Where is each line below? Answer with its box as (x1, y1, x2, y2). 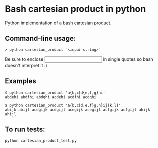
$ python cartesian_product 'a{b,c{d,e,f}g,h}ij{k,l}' (5, 103, 121, 108)
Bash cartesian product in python (5, 3, 146, 15)
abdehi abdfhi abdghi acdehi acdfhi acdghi (5, 94, 97, 99)
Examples (5, 77, 36, 85)
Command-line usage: (5, 34, 76, 43)
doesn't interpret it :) (5, 62, 47, 68)
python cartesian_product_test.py (5, 138, 77, 143)
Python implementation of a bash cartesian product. (5, 20, 112, 26)
